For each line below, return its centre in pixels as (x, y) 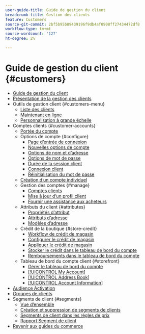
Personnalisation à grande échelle (56, 120)
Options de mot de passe (54, 158)
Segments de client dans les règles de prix (65, 315)
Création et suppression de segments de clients (70, 310)
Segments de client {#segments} (47, 299)
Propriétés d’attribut (49, 212)
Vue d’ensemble (37, 304)
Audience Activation (34, 288)
